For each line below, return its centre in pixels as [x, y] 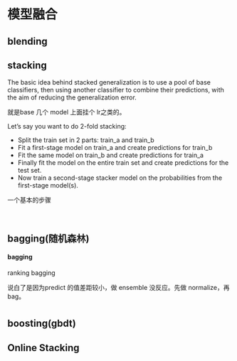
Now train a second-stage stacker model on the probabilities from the [120, 178]
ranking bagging [31, 273]
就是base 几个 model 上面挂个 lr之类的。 [67, 112]
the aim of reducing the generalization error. [72, 97]
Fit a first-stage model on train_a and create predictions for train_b [115, 148]
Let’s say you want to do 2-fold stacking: [67, 126]
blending [27, 41]
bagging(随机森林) [49, 238]
